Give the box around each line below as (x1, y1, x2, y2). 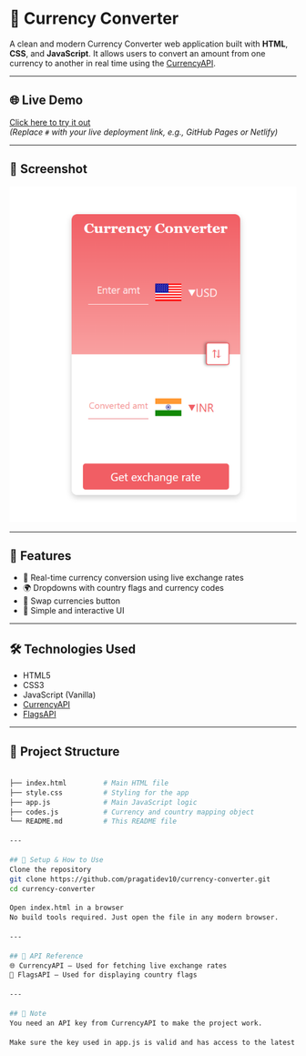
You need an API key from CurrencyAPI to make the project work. (9, 1019, 262, 1028)
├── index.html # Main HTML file (9, 778, 169, 787)
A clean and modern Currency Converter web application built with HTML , (9, 38, 289, 49)
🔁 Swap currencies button (22, 595, 121, 606)
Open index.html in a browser (9, 903, 125, 913)
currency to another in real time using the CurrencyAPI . (9, 57, 217, 68)
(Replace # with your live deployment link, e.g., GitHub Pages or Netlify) (9, 127, 279, 137)
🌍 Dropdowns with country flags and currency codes (22, 583, 225, 594)
